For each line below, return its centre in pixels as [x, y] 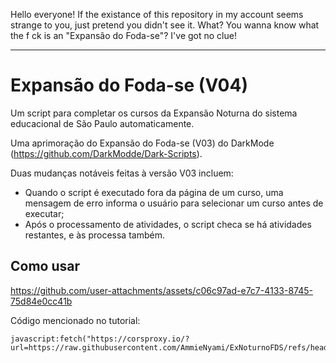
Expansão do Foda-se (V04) [129, 85]
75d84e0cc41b [41, 301]
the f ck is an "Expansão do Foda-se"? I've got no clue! [123, 35]
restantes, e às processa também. [94, 235]
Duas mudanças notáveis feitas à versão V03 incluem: [122, 173]
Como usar [45, 266]
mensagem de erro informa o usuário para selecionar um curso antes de [174, 203]
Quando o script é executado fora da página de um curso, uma [154, 192]
